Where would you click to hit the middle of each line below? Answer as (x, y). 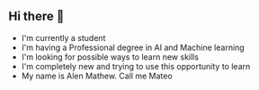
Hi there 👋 (36, 16)
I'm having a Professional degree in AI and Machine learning (133, 47)
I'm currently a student (63, 37)
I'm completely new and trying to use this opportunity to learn (136, 66)
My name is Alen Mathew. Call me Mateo (97, 76)
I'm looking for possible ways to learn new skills (110, 57)
